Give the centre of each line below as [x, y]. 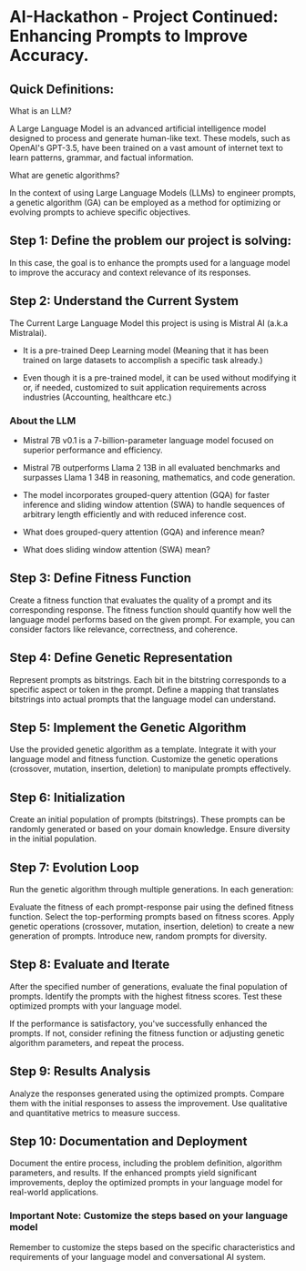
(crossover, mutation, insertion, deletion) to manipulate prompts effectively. [150, 769]
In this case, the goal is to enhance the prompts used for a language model [150, 262]
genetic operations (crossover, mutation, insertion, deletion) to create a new [152, 926]
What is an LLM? [41, 111]
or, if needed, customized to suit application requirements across [144, 387]
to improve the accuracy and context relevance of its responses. [130, 272]
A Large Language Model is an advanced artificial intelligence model [138, 128]
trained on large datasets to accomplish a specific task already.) [143, 360]
